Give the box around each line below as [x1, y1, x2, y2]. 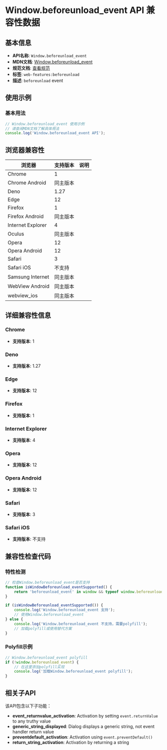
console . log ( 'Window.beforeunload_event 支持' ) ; [14, 607, 115, 613]
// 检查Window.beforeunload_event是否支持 [5, 580, 90, 585]
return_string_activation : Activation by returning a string [12, 739, 129, 745]
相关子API [5, 689, 36, 697]
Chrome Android [7, 179, 46, 186]
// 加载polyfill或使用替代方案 [14, 626, 72, 631]
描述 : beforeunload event [12, 78, 64, 83]
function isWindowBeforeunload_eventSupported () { [5, 584, 112, 589]
